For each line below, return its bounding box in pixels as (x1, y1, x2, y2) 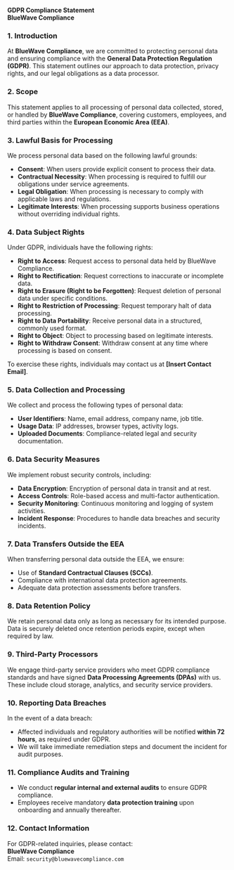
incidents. (17, 521, 46, 530)
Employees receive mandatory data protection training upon (17, 798, 195, 807)
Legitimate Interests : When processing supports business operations (17, 202, 220, 210)
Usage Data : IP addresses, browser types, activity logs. (17, 422, 179, 431)
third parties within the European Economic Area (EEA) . (7, 117, 170, 126)
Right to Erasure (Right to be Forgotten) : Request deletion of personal (17, 287, 221, 295)
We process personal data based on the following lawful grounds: (7, 151, 198, 160)
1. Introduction (7, 31, 58, 41)
